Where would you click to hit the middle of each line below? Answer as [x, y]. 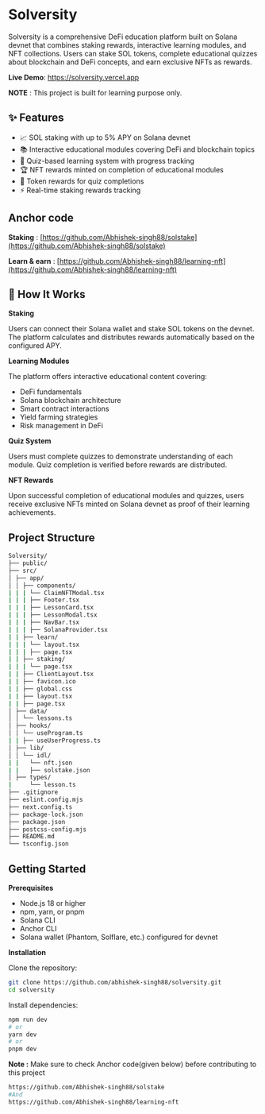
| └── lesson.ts [42, 785]
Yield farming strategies [59, 417]
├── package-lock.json [46, 814]
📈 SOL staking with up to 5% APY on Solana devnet [105, 137]
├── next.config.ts [40, 807]
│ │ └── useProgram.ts [46, 733]
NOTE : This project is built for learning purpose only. [95, 92]
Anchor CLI [38, 928]
